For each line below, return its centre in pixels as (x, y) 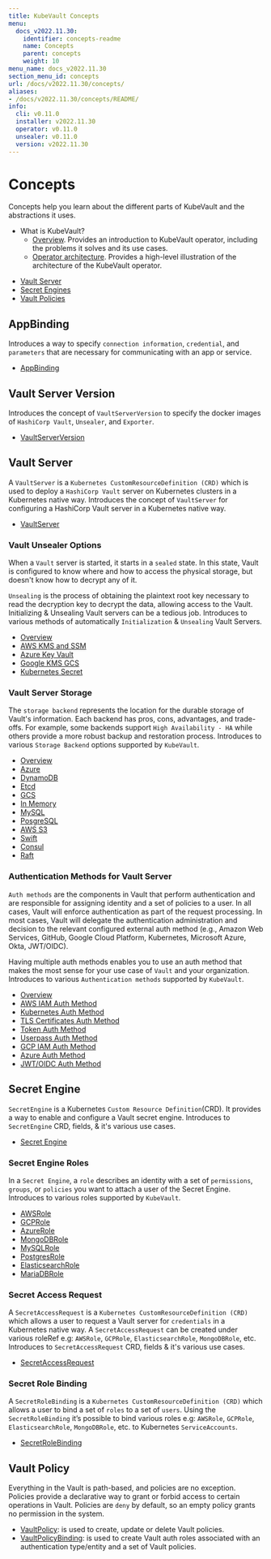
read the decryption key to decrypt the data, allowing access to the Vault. (131, 605)
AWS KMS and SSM (53, 646)
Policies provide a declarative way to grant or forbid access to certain (124, 1497)
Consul (32, 847)
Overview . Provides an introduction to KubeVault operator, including (145, 239)
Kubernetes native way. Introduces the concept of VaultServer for (118, 499)
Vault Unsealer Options (55, 545)
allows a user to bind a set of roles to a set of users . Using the (112, 1410)
